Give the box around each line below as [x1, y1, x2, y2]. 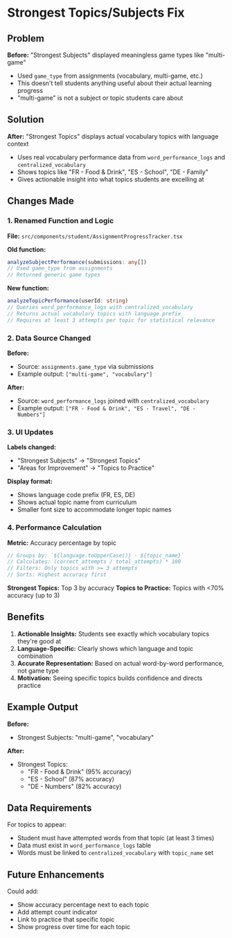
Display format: [7, 477, 53, 486]
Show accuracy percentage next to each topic [17, 901, 150, 909]
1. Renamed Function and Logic [7, 216, 114, 226]
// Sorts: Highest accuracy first [7, 571, 107, 578]
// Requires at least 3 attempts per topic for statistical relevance [7, 317, 215, 324]
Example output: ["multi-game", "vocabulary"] [17, 370, 153, 378]
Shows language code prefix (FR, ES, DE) [17, 491, 136, 499]
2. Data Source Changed [7, 333, 91, 342]
